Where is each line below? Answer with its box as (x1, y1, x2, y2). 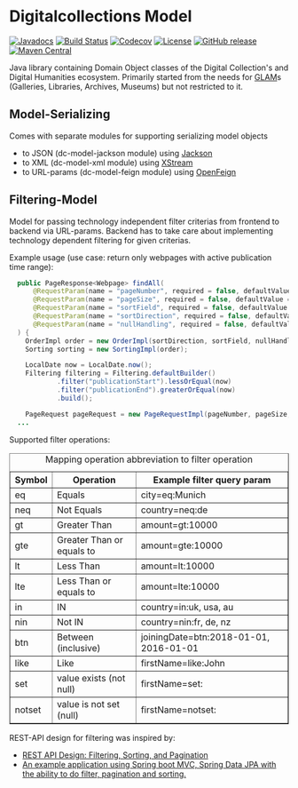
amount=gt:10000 (140, 518, 218, 530)
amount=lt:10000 (140, 560, 216, 572)
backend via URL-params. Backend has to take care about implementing (9, 225, 273, 236)
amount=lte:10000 (140, 580, 220, 593)
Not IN (56, 616, 84, 628)
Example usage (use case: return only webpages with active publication (9, 251, 272, 263)
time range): (9, 261, 54, 272)
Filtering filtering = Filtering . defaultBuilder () (25, 369, 216, 378)
